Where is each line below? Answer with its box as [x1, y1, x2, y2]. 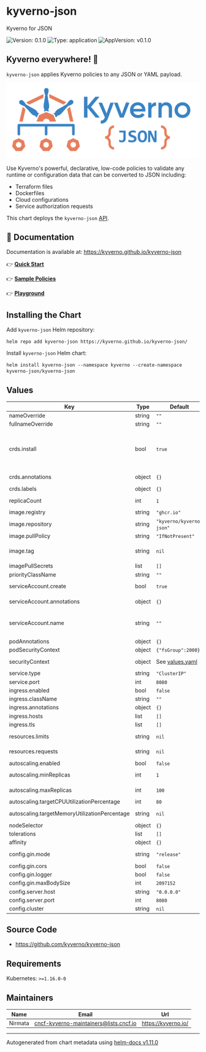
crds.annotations [9, 474, 52, 481]
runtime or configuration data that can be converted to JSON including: [6, 171, 186, 179]
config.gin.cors [9, 862, 47, 869]
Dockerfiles [15, 189, 45, 197]
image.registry [9, 509, 46, 516]
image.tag [9, 547, 35, 555]
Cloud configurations [15, 196, 69, 203]
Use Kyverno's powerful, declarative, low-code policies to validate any [6, 164, 185, 172]
